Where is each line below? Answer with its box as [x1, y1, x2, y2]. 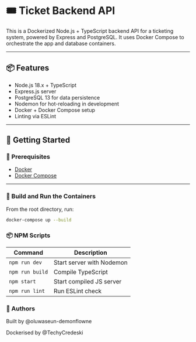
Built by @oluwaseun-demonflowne [6, 318, 92, 325]
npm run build [9, 268, 48, 275]
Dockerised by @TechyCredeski [6, 329, 83, 336]
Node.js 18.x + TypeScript [14, 81, 77, 88]
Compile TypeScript [53, 268, 108, 276]
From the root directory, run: [6, 206, 74, 213]
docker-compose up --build [6, 217, 72, 223]
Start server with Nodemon [53, 258, 128, 266]
